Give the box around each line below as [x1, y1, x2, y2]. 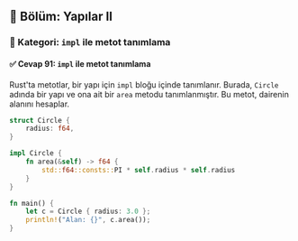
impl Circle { [9, 149, 63, 158]
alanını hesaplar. [9, 98, 70, 109]
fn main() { [9, 199, 54, 208]
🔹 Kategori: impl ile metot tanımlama [9, 36, 171, 49]
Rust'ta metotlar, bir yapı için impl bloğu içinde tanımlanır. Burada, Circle [9, 79, 279, 90]
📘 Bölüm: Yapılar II [9, 9, 113, 24]
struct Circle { [9, 116, 70, 125]
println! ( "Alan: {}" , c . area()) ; [25, 216, 151, 225]
